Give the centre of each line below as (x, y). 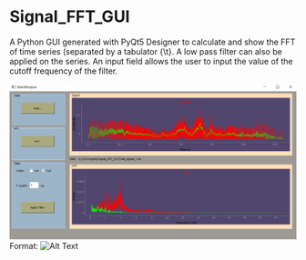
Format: (24, 246)
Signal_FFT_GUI (70, 17)
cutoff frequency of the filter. (64, 71)
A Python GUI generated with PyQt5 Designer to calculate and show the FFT (153, 42)
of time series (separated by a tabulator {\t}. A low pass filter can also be (146, 51)
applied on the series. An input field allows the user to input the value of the (151, 61)
